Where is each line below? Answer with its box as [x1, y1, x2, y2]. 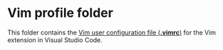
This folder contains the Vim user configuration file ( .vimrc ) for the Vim [7, 28, 216, 37]
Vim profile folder [7, 5, 114, 21]
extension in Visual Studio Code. [7, 35, 103, 44]
